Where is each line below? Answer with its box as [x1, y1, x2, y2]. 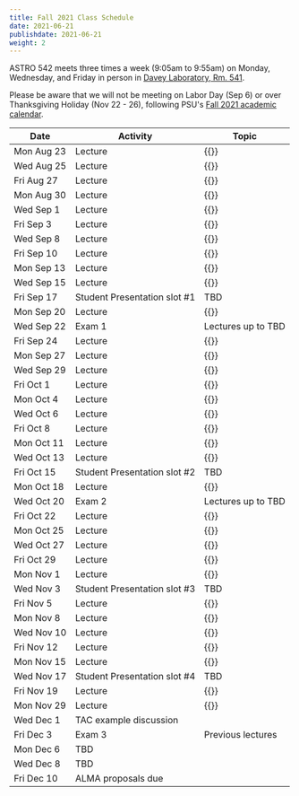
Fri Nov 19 [13, 685, 58, 697]
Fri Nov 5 [13, 598, 53, 610]
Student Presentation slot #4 [74, 670, 196, 683]
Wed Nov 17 [13, 670, 67, 683]
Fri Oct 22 [13, 510, 56, 522]
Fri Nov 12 [13, 641, 58, 653]
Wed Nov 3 [13, 582, 61, 595]
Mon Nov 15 [13, 656, 67, 669]
